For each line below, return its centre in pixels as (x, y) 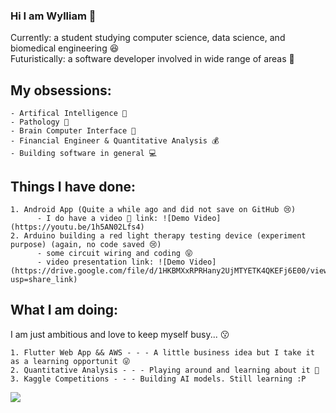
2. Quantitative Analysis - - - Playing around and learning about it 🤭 (165, 370)
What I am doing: (64, 310)
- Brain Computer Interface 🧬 (73, 131)
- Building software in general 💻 (84, 154)
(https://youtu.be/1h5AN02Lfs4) (77, 227)
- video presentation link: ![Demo (111, 262)
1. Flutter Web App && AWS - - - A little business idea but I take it (162, 352)
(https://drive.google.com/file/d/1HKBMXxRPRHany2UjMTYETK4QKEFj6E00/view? (171, 270)
